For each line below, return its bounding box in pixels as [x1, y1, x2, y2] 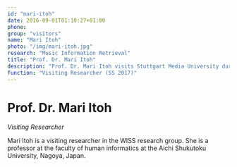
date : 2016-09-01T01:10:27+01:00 [7, 17, 106, 24]
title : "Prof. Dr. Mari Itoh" [7, 56, 97, 63]
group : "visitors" [7, 30, 61, 37]
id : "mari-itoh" [7, 10, 55, 18]
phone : [7, 23, 27, 30]
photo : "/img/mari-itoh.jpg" [7, 43, 93, 50]
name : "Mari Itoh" [7, 37, 61, 44]
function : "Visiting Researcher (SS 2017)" [7, 69, 138, 76]
